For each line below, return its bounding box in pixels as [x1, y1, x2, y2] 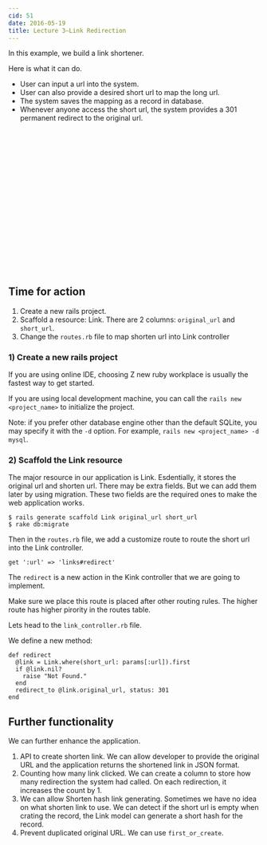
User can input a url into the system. [19, 79, 139, 89]
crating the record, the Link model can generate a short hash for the [19, 811, 243, 821]
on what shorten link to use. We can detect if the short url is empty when [19, 803, 259, 812]
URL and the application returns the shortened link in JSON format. [19, 760, 241, 770]
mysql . [8, 434, 29, 444]
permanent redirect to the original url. [19, 113, 143, 123]
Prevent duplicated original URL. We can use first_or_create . [19, 828, 225, 838]
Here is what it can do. [8, 64, 82, 73]
